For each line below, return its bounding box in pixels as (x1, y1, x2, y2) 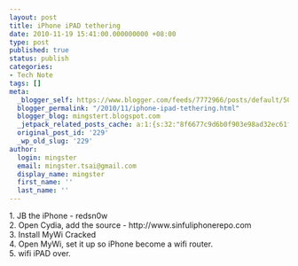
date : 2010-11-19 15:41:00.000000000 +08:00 (9, 29, 176, 38)
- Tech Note (9, 71, 53, 80)
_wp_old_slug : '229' (17, 137, 93, 145)
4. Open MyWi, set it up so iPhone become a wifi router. (9, 239, 214, 249)
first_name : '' (17, 178, 74, 187)
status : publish (9, 54, 69, 63)
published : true (9, 46, 69, 55)
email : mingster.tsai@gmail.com (17, 161, 137, 170)
